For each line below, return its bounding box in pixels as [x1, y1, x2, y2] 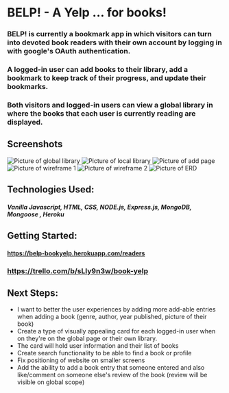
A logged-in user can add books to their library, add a [7, 65, 189, 75]
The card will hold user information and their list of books [16, 342, 179, 350]
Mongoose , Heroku [7, 210, 64, 218]
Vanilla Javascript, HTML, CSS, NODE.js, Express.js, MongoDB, [7, 203, 192, 211]
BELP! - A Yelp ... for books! [7, 5, 167, 21]
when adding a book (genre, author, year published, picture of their [16, 313, 207, 321]
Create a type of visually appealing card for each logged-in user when [16, 327, 216, 335]
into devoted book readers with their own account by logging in [7, 38, 223, 47]
